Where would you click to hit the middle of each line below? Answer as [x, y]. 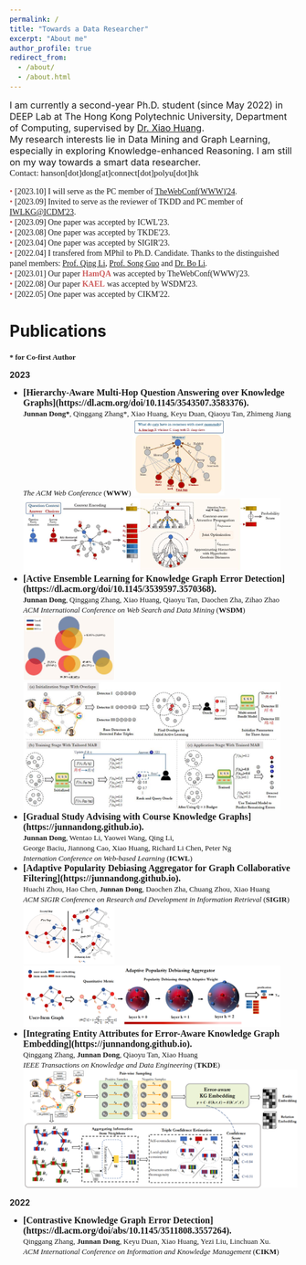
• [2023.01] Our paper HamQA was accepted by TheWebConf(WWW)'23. [130, 273]
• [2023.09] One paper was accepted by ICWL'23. [90, 222]
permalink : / [34, 19]
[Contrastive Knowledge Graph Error [97, 1220]
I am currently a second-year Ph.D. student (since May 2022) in [146, 105]
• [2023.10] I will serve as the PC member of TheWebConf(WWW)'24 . [123, 191]
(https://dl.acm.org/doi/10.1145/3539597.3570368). [120, 588]
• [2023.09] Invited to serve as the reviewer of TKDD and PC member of [127, 201]
